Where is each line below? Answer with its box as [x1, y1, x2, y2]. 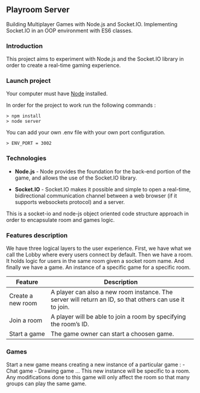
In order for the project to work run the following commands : [6, 101, 156, 109]
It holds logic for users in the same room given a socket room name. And [6, 258, 185, 264]
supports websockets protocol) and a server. [14, 198, 125, 205]
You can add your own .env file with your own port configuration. [6, 129, 165, 136]
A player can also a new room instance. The [50, 288, 173, 296]
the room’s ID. [50, 320, 89, 328]
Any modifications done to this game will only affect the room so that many [6, 374, 190, 381]
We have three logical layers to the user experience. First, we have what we [6, 245, 192, 252]
